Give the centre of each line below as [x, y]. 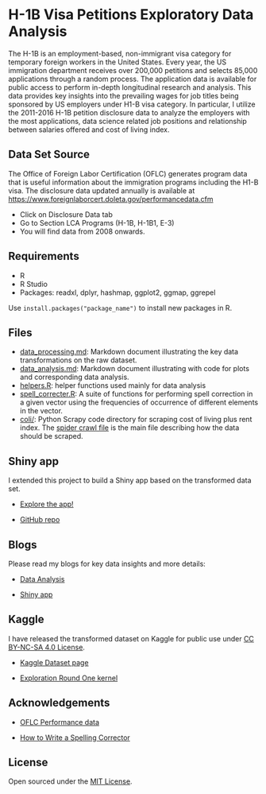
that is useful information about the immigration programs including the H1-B [133, 182]
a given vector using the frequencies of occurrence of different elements [139, 402]
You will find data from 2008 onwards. [82, 231]
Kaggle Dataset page [54, 662]
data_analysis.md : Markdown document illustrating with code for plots [135, 369]
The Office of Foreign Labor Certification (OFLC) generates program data [128, 173]
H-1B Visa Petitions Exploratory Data [131, 15]
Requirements [44, 256]
